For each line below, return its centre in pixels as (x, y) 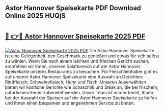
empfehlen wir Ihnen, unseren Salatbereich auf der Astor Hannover (73, 66)
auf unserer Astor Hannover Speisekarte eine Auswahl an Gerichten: (74, 77)
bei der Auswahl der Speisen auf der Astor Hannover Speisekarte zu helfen (81, 98)
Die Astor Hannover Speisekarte (122, 51)
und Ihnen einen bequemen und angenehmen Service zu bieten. (70, 103)
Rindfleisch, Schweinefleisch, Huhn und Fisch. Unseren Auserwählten (76, 82)
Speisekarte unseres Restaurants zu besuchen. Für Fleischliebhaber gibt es (82, 72)
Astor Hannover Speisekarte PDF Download (73, 8)
